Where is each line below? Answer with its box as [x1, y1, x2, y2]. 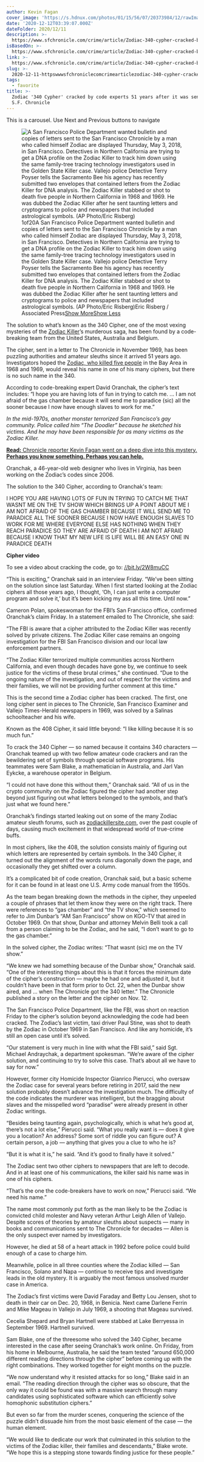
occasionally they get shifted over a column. [6, 863, 117, 870]
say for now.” [6, 1063, 39, 1070]
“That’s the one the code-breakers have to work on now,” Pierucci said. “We [6, 1187, 196, 1194]
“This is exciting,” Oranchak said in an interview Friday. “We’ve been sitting [6, 575, 194, 583]
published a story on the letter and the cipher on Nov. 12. [6, 994, 149, 1001]
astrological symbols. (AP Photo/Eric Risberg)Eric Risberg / [21, 303, 169, 310]
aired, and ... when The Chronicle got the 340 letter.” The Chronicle [6, 988, 175, 995]
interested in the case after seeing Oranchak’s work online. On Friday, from [6, 1342, 194, 1349]
